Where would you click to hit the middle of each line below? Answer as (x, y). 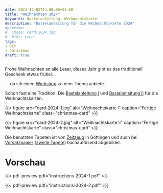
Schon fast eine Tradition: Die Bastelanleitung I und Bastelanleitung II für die (81, 93)
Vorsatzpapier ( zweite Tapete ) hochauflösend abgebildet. (63, 143)
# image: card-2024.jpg (30, 32)
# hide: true (20, 37)
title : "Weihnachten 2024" (33, 14)
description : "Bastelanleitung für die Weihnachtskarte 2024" (70, 23)
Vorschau (25, 162)
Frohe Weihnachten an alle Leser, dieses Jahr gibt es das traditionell (74, 69)
